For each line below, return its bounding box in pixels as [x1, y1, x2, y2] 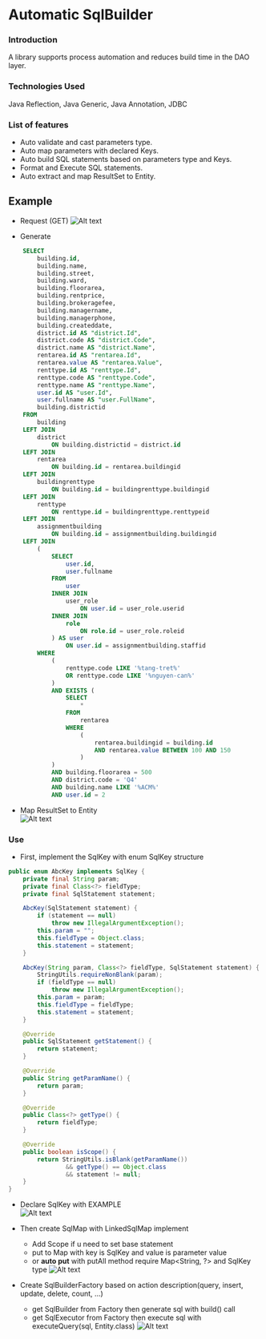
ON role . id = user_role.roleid [79, 627, 184, 635]
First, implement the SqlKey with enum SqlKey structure [19, 852, 204, 861]
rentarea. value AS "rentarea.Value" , [37, 359, 163, 367]
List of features [8, 119, 70, 130]
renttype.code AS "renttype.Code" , [37, 373, 156, 381]
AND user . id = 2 [50, 791, 106, 799]
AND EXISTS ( [50, 687, 95, 695]
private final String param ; [22, 875, 120, 883]
